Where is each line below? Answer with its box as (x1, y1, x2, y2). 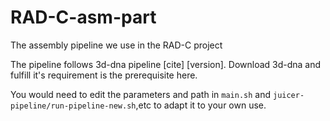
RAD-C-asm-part (10, 6, 157, 29)
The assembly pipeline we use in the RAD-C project (10, 39, 223, 51)
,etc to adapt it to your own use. (135, 99, 267, 111)
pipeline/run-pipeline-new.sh (10, 101, 137, 111)
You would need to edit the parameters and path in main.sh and (10, 88, 272, 100)
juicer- (272, 90, 305, 100)
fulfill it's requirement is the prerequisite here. (10, 69, 198, 81)
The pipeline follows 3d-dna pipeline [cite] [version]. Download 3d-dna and (10, 58, 322, 70)
